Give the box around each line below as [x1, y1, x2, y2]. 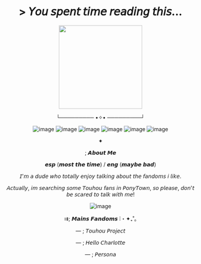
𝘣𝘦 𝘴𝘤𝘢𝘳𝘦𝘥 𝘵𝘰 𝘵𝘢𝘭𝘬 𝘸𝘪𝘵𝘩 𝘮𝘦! [66, 191, 135, 198]
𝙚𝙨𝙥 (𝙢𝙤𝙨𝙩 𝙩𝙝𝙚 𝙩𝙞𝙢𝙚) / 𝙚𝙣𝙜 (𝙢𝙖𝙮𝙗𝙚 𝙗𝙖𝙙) [45, 160, 156, 168]
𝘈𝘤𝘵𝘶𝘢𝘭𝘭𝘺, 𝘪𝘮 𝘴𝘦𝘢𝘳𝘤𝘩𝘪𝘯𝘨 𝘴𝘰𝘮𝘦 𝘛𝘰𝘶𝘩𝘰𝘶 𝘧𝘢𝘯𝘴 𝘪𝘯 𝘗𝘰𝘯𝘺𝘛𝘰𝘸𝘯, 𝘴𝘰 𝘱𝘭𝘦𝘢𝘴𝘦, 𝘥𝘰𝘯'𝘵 [7, 184, 194, 191]
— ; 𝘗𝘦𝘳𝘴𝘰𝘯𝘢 [84, 251, 117, 258]
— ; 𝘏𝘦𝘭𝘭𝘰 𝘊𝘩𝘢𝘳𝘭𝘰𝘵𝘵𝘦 [75, 239, 126, 246]
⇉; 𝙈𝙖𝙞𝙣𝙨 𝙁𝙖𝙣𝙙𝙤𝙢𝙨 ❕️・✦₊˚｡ [64, 215, 137, 222]
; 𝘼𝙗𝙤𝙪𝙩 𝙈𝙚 [84, 149, 117, 156]
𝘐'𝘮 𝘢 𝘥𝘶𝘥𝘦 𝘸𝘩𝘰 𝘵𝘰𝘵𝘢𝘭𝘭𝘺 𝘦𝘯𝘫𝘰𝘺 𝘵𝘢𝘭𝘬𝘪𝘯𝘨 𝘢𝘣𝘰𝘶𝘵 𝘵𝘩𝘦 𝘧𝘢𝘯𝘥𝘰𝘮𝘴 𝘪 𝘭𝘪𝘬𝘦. [19, 172, 182, 180]
